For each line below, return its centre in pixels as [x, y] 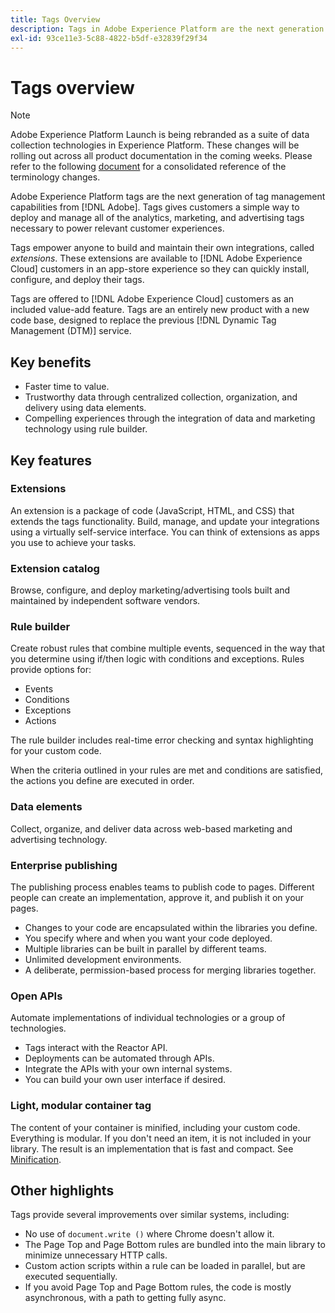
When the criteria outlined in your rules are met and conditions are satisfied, [167, 770]
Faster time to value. [67, 387]
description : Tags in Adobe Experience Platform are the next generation [167, 29]
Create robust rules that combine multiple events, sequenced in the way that [167, 648]
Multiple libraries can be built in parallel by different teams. [145, 949]
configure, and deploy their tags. [77, 280]
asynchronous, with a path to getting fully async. [125, 1298]
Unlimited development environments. [103, 959]
